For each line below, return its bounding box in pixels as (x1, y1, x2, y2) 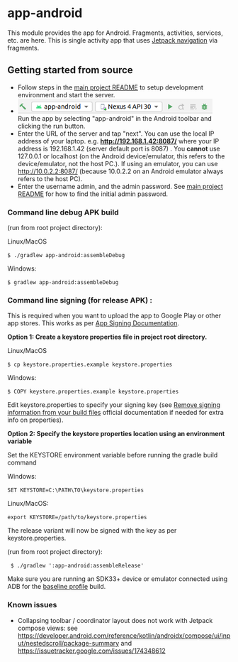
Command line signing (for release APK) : (7, 295, 153, 305)
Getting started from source (7, 64, 133, 76)
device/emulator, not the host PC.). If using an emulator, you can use (17, 159, 218, 168)
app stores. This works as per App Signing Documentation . (7, 319, 179, 327)
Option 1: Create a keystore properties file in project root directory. (7, 332, 208, 342)
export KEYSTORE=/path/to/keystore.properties (7, 514, 147, 521)
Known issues (7, 600, 57, 610)
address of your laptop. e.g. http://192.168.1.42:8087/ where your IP (17, 136, 220, 145)
